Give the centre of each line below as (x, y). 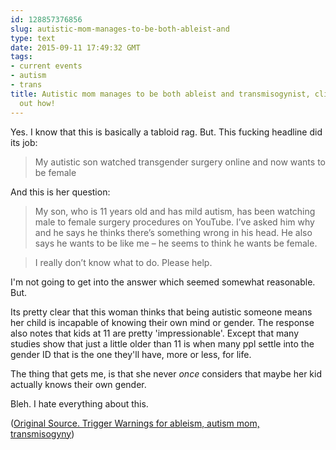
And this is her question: (60, 192)
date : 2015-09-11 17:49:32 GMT (75, 47)
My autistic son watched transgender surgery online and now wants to (180, 162)
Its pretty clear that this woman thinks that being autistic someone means (161, 312)
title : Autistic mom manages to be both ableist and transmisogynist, (160, 94)
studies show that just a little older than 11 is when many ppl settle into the (162, 343)
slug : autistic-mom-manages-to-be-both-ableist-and (120, 29)
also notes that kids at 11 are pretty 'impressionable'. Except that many (155, 333)
